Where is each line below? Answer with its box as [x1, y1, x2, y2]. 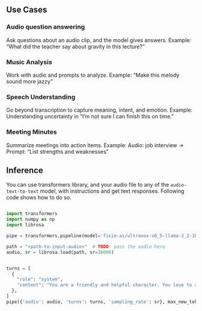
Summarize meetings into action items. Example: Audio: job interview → [6, 141, 184, 149]
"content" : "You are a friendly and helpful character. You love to [17, 282, 192, 288]
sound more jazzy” [6, 77, 53, 85]
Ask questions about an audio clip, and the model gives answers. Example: [6, 36, 191, 44]
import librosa [6, 222, 44, 228]
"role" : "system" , [17, 276, 63, 283]
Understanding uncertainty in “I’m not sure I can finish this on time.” [6, 113, 174, 120]
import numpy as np [6, 216, 55, 223]
